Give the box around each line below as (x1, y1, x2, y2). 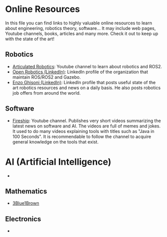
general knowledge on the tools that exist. (12, 138, 99, 145)
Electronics (5, 215, 41, 223)
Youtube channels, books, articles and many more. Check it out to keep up (5, 30, 159, 36)
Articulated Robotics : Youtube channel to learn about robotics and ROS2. (12, 63, 163, 69)
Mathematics (5, 187, 47, 195)
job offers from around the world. (12, 90, 81, 96)
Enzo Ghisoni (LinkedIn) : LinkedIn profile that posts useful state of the (12, 79, 156, 85)
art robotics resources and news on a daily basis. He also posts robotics (12, 85, 161, 91)
